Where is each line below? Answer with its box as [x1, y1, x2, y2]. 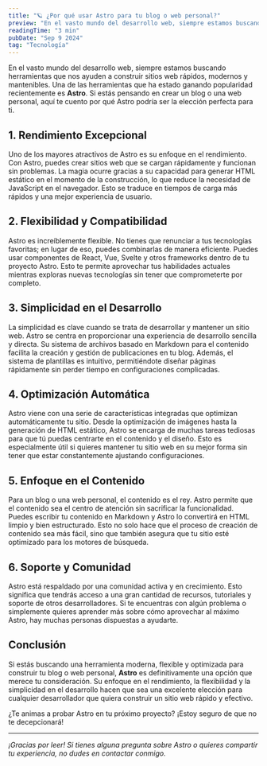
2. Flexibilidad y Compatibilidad [8, 215, 168, 228]
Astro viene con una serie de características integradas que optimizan [8, 409, 238, 418]
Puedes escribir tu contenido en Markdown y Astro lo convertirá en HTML [8, 512, 250, 522]
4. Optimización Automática [8, 387, 150, 401]
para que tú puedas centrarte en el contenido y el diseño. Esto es [8, 434, 222, 444]
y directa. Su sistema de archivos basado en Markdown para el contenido [8, 339, 249, 348]
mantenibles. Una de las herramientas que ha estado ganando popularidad [8, 80, 253, 90]
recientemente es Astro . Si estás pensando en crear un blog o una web [8, 88, 242, 98]
